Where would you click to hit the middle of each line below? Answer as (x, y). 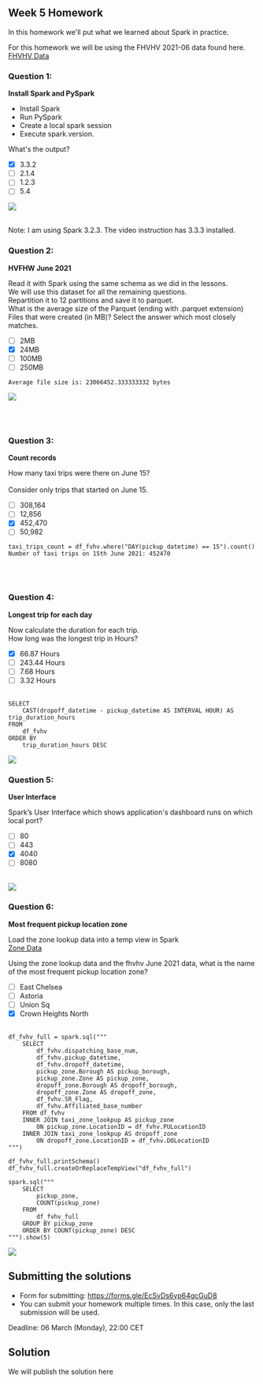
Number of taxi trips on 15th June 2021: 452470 (89, 554)
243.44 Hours (42, 662)
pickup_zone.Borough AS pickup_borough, (104, 1072)
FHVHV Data (29, 55)
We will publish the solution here (61, 1371)
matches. (23, 325)
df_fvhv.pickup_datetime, (79, 1058)
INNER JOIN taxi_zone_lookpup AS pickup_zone (98, 1120)
